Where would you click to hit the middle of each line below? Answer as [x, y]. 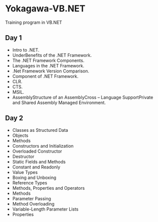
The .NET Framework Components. [48, 60]
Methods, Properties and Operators [49, 188]
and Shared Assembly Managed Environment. [59, 103]
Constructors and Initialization [43, 146]
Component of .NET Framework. [45, 76]
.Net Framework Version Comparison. [51, 71]
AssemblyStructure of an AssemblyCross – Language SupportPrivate [83, 97]
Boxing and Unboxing [34, 177]
